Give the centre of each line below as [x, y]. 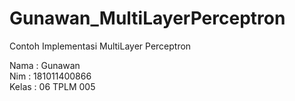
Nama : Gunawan [45, 65]
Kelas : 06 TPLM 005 [52, 86]
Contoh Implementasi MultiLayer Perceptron [100, 46]
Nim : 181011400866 [50, 76]
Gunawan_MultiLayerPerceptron [147, 18]
